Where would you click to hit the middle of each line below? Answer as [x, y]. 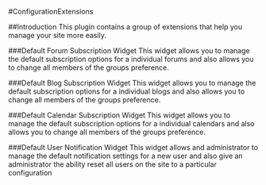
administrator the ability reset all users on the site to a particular [112, 164]
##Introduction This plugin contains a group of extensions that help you [125, 27]
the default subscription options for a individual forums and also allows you [131, 59]
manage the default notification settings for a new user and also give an [126, 156]
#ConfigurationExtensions [51, 12]
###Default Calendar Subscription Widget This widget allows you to [120, 115]
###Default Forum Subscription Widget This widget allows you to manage [129, 50]
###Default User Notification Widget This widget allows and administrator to [133, 147]
